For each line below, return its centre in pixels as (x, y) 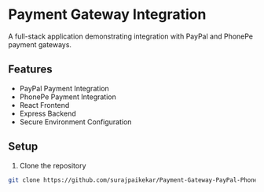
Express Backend (48, 113)
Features (30, 70)
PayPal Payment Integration (64, 88)
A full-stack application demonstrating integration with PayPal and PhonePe (131, 36)
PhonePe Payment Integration (68, 97)
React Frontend (44, 105)
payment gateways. (40, 44)
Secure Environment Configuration (75, 122)
